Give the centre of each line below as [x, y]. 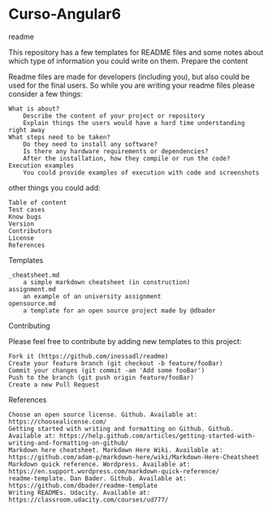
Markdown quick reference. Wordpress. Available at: [99, 464]
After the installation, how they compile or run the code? [127, 158]
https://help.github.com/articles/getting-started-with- [158, 436]
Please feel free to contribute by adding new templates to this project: [125, 341]
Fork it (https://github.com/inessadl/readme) [89, 356]
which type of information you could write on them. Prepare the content [128, 61]
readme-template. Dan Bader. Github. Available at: [97, 478]
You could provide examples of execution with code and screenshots [141, 172]
